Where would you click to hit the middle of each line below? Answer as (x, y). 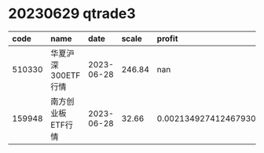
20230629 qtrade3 (72, 14)
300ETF (66, 75)
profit (167, 38)
